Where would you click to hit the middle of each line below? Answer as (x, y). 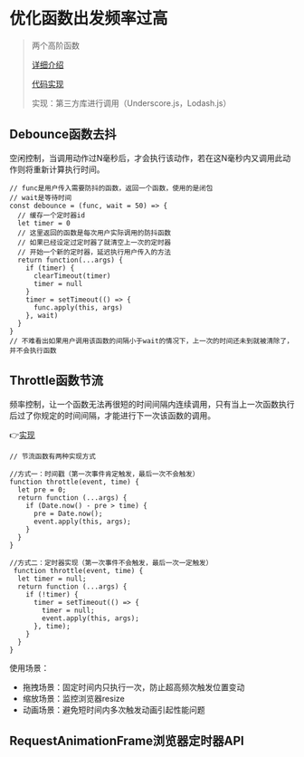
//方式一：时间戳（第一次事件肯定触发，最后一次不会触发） (104, 474)
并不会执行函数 (33, 350)
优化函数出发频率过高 (89, 19)
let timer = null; (52, 579)
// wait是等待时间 (41, 197)
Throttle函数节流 (57, 381)
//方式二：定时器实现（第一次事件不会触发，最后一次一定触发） (111, 562)
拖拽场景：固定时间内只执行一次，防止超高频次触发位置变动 (133, 687)
